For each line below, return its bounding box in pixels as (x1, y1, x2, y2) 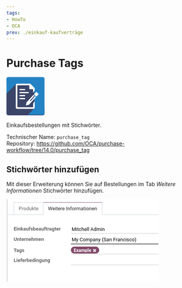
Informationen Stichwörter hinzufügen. (6, 187, 104, 194)
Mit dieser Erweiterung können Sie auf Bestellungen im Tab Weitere (6, 181, 176, 188)
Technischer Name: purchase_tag (6, 134, 90, 141)
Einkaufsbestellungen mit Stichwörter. (6, 121, 102, 129)
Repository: (6, 140, 35, 147)
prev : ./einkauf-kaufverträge (6, 29, 84, 36)
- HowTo (6, 16, 26, 23)
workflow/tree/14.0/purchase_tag (6, 146, 90, 154)
